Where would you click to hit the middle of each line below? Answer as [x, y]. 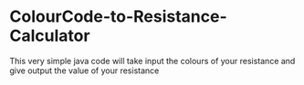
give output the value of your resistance [84, 71]
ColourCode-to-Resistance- [119, 17]
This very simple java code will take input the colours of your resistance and [152, 61]
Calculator [50, 36]
